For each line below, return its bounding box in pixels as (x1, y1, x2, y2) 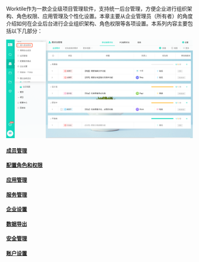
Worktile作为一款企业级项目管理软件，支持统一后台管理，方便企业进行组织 (6, 5, 188, 12)
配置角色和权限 (6, 162, 43, 169)
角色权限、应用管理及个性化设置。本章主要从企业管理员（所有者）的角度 (16, 12, 193, 20)
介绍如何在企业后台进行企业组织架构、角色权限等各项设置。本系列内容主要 (6, 20, 188, 27)
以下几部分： (11, 27, 43, 34)
